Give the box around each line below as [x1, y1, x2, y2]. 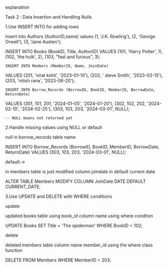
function [5, 247, 23, 253]
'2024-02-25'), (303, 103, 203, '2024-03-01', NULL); [21, 106, 130, 112]
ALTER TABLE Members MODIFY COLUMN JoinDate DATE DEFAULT [5, 178, 146, 184]
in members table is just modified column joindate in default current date [5, 169, 155, 175]
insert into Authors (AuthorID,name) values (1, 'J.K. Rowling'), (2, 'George [5, 34, 155, 39]
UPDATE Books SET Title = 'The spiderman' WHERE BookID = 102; [5, 223, 143, 228]
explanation [5, 5, 30, 10]
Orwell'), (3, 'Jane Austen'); [5, 39, 62, 45]
